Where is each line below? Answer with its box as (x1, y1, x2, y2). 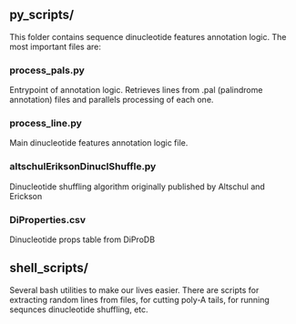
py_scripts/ (9, 7, 75, 23)
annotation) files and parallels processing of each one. (9, 95, 214, 106)
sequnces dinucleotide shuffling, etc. (9, 304, 148, 315)
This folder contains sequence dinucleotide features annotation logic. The (9, 31, 287, 42)
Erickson (9, 190, 43, 201)
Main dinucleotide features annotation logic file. (9, 137, 189, 148)
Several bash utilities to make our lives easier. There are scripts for (9, 284, 260, 295)
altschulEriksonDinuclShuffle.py (9, 160, 157, 173)
